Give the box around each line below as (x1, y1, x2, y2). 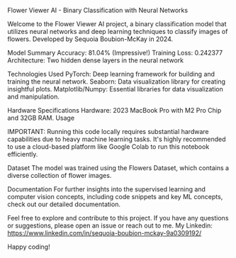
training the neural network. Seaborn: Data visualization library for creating (7, 77, 225, 86)
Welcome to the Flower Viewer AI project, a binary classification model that (7, 20, 227, 28)
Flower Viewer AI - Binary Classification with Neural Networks (7, 6, 189, 14)
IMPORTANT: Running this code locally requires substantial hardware (7, 128, 209, 135)
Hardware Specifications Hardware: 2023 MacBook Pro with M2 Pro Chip (7, 106, 222, 114)
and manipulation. (7, 92, 60, 101)
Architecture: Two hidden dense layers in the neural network (7, 56, 184, 64)
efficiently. (7, 150, 38, 158)
